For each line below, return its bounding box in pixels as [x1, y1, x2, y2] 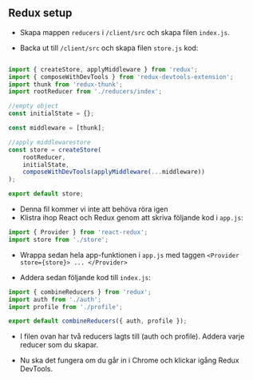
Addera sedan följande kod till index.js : [19, 272, 152, 282]
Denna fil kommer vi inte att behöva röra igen [19, 204, 168, 214]
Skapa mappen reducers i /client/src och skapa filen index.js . [19, 27, 230, 37]
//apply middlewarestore [8, 138, 91, 146]
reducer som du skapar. [19, 340, 98, 350]
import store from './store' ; [8, 236, 109, 243]
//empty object [8, 102, 59, 110]
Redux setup [8, 6, 73, 20]
